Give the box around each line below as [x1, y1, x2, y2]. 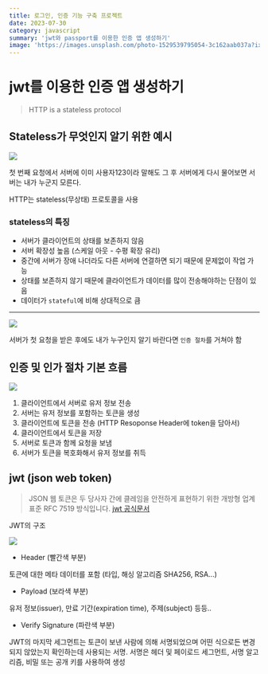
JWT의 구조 [9, 520, 46, 530]
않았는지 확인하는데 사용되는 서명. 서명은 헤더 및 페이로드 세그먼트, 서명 [23, 647, 245, 656]
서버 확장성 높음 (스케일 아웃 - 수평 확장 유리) [20, 246, 161, 256]
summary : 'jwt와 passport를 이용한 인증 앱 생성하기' [9, 33, 171, 42]
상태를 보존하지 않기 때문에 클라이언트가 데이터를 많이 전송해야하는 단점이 [20, 276, 249, 285]
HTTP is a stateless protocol [28, 105, 122, 115]
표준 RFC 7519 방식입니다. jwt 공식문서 [28, 504, 150, 513]
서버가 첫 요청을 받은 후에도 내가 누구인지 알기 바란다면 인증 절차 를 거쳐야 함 [9, 335, 242, 345]
